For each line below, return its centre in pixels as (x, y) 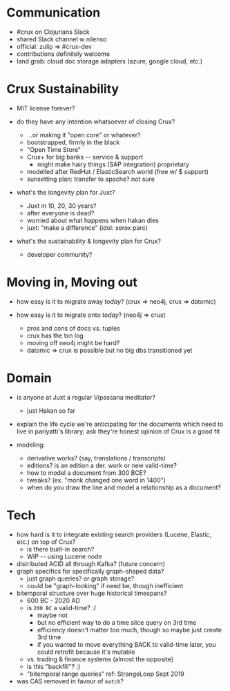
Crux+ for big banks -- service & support (85, 157)
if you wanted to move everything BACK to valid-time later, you (126, 644)
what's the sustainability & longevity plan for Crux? (89, 241)
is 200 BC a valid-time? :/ (61, 607)
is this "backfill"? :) (54, 666)
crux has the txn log (55, 335)
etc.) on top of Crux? (46, 542)
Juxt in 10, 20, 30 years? (62, 206)
